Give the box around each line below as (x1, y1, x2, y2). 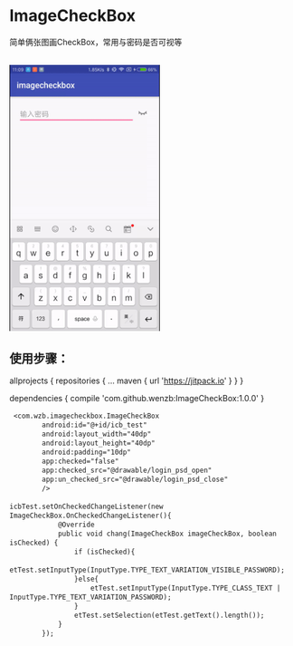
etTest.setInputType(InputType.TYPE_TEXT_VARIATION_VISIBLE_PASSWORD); (9, 565, 285, 575)
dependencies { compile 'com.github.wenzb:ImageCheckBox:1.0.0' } (9, 393, 265, 404)
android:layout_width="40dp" (42, 429, 152, 439)
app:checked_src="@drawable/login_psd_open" (42, 466, 213, 476)
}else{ (73, 574, 99, 584)
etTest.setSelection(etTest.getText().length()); (73, 611, 265, 621)
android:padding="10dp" (42, 448, 131, 458)
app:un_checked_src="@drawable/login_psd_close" (42, 475, 229, 485)
